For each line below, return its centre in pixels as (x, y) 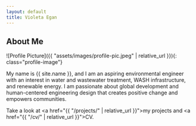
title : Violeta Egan (32, 17)
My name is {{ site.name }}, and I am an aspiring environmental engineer (95, 74)
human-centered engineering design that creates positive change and (92, 93)
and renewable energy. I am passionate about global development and (92, 87)
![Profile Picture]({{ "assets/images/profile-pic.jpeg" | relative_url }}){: (91, 56)
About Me (25, 42)
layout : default (26, 12)
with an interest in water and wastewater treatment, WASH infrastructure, (96, 80)
